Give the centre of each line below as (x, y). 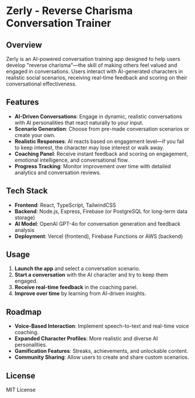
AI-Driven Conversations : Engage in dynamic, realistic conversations (98, 116)
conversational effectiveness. (41, 84)
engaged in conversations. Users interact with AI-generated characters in (95, 71)
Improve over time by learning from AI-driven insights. (80, 294)
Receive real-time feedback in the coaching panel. (76, 287)
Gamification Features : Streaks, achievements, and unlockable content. (101, 351)
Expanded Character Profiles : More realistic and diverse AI (86, 339)
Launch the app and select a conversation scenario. (77, 268)
